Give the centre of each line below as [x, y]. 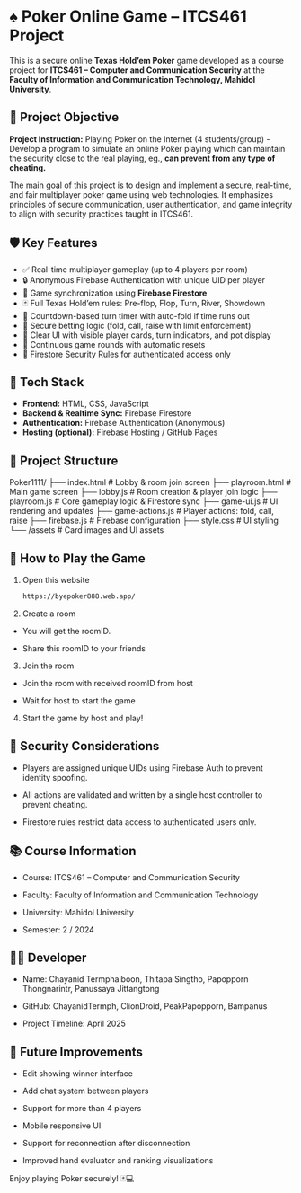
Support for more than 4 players [82, 1109]
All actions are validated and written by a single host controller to [142, 795]
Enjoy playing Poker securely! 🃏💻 [72, 1179]
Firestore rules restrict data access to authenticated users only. [139, 822]
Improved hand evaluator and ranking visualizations [118, 1161]
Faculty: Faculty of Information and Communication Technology [140, 895]
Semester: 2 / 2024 [58, 929]
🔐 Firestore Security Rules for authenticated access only [126, 354]
